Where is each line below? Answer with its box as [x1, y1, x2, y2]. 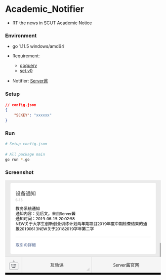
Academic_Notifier [5, 3, 84, 15]
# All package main [5, 152, 45, 157]
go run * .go [5, 157, 30, 162]
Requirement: [12, 53, 40, 59]
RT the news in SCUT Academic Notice [12, 20, 92, 26]
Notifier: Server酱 [12, 78, 48, 84]
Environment [5, 32, 37, 39]
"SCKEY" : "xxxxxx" [14, 113, 52, 118]
